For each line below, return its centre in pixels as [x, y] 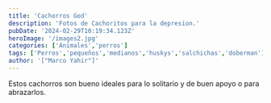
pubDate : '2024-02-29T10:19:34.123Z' [72, 31]
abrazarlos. [27, 92]
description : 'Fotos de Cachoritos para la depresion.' [104, 23]
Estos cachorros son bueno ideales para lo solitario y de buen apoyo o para [134, 83]
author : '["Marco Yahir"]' [54, 61]
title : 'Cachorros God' [48, 16]
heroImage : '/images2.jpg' [54, 38]
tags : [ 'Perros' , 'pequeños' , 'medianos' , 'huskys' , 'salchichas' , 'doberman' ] [137, 53]
